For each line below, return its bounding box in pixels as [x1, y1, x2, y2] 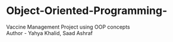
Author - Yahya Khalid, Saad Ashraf [6, 29, 93, 36]
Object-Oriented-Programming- [6, 4, 168, 17]
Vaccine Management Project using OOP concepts [6, 23, 130, 30]
